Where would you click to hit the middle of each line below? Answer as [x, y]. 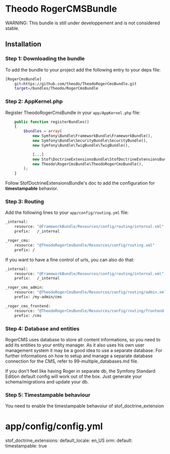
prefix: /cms [28, 316]
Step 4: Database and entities [42, 329]
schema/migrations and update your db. [47, 381]
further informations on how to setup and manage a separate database [79, 356]
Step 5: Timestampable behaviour [48, 395]
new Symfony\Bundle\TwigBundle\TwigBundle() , [81, 145]
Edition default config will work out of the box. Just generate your [74, 376]
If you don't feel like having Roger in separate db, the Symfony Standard [80, 371]
